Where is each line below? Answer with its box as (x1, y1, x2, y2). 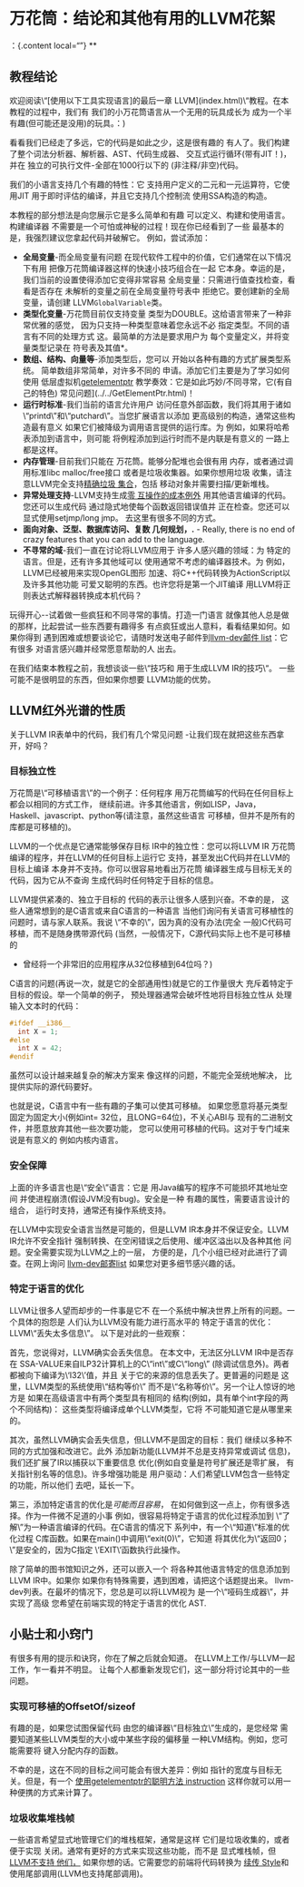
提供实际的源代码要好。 (9, 1081, 97, 1092)
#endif (9, 1052, 34, 1061)
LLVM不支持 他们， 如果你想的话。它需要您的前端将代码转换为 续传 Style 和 (9, 1857, 289, 1868)
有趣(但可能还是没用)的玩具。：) (9, 117, 126, 128)
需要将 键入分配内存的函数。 (16, 1745, 123, 1755)
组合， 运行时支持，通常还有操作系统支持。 (9, 1204, 171, 1216)
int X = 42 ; (17, 1044, 64, 1053)
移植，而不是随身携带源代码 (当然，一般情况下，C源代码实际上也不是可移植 (9, 927, 291, 939)
